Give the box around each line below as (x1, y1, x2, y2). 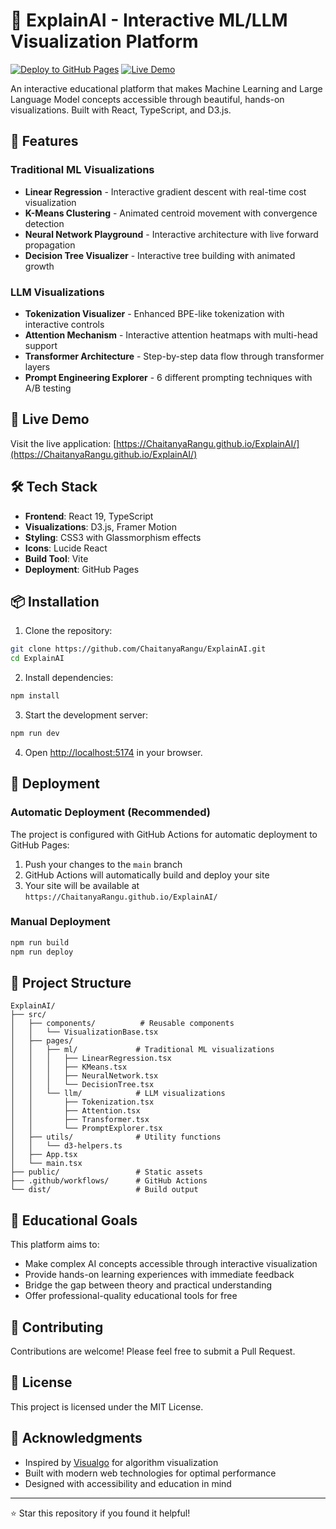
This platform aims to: (10, 1239, 100, 1251)
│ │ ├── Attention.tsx (10, 1106, 141, 1116)
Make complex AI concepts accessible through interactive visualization (24, 1258, 318, 1270)
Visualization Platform (10, 30, 199, 53)
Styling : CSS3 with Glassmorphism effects (24, 531, 202, 543)
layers (24, 360, 51, 373)
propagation (24, 239, 76, 251)
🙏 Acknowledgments (10, 1430, 143, 1447)
